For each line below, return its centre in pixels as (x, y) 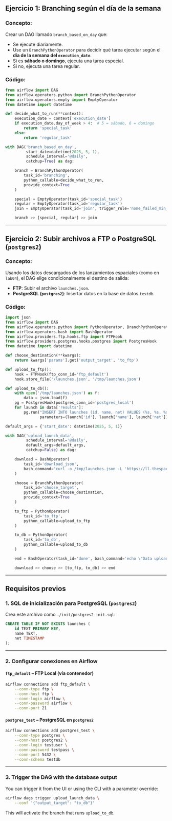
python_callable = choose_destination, (64, 493)
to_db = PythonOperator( (41, 535)
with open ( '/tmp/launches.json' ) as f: (57, 393)
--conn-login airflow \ (40, 699)
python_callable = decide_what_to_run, (64, 180)
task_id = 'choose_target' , (51, 488)
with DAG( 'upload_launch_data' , (40, 436)
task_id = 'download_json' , (51, 464)
